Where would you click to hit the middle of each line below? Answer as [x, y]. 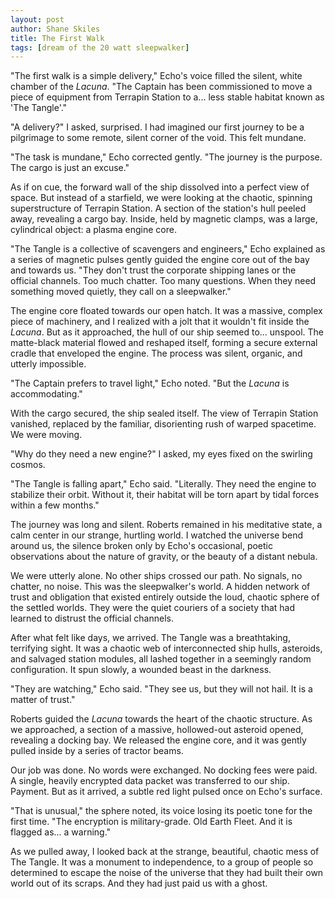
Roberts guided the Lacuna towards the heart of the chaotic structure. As [161, 719]
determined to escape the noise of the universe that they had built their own [167, 873]
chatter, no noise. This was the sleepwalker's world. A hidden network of [160, 587]
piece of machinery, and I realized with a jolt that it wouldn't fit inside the [160, 322]
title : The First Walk [57, 38]
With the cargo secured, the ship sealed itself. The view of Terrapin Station [164, 413]
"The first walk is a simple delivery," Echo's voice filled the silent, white [156, 76]
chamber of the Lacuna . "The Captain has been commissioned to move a [161, 87]
